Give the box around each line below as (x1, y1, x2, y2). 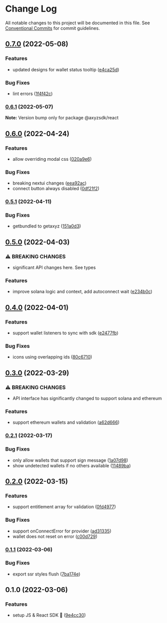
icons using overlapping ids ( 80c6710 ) (12, 354, 92, 360)
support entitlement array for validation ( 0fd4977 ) (12, 504, 116, 510)
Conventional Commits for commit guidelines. (5, 25, 100, 31)
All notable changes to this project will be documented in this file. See (5, 20, 150, 26)
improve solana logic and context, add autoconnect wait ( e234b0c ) (12, 289, 153, 295)
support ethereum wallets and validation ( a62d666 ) (12, 419, 120, 425)
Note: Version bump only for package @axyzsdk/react (5, 115, 119, 121)
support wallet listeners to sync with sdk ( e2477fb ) (12, 330, 119, 336)
